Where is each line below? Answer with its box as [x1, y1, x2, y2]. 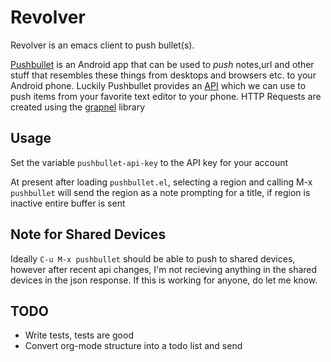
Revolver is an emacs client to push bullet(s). [10, 39, 195, 51]
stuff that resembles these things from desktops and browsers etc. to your [10, 69, 317, 81]
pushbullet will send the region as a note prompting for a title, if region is [10, 186, 311, 198]
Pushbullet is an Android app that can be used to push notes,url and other [10, 58, 315, 70]
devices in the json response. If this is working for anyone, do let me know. [10, 274, 318, 286]
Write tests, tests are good [24, 329, 134, 341]
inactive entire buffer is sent [10, 197, 126, 209]
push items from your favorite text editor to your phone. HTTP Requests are [10, 90, 322, 102]
